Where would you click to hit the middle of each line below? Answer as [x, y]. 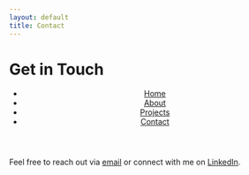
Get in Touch [57, 69]
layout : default [39, 17]
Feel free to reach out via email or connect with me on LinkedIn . [125, 162]
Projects [155, 112]
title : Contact [37, 26]
